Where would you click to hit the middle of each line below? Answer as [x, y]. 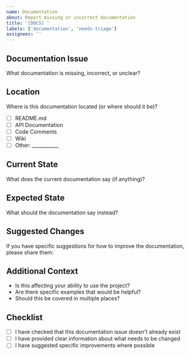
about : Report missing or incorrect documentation [71, 17]
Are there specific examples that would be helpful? [78, 292]
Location [23, 92]
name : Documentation [32, 12]
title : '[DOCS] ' [28, 23]
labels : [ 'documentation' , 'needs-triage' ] [62, 29]
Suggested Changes [45, 231]
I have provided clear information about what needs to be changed [97, 339]
